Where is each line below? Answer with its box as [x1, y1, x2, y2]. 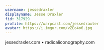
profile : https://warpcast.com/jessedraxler [5, 21, 99, 26]
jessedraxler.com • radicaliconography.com [5, 39, 95, 45]
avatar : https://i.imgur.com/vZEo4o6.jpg [5, 26, 93, 31]
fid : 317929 [5, 16, 30, 21]
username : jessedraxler [5, 7, 55, 12]
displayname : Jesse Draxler [5, 12, 64, 17]
